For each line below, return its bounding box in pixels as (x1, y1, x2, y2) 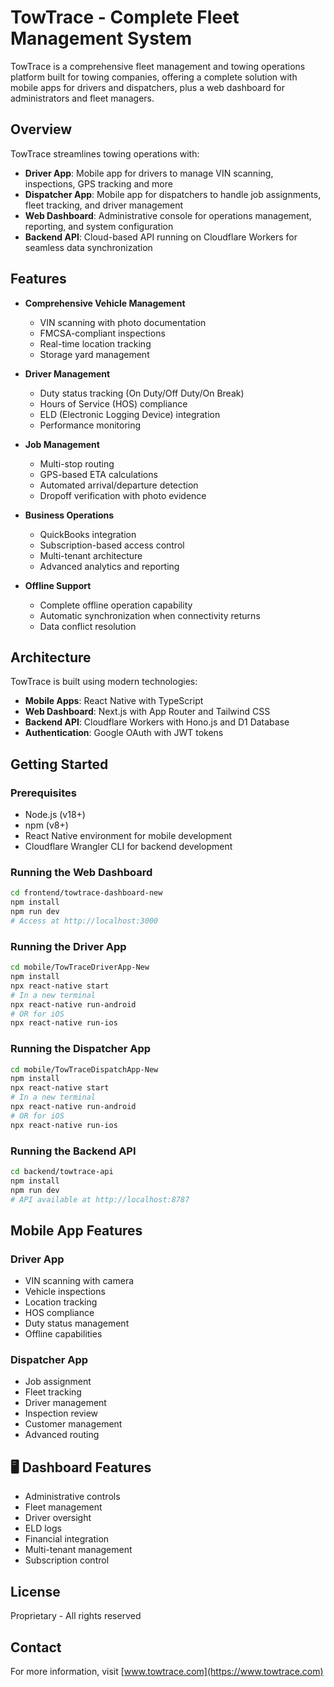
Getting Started (10, 756, 109, 773)
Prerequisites (10, 786, 77, 800)
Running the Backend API (10, 1144, 137, 1158)
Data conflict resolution (39, 620, 137, 632)
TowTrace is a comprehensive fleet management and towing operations (10, 60, 306, 72)
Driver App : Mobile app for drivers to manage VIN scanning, (24, 167, 274, 179)
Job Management (24, 438, 100, 450)
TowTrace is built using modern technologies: (10, 676, 198, 688)
